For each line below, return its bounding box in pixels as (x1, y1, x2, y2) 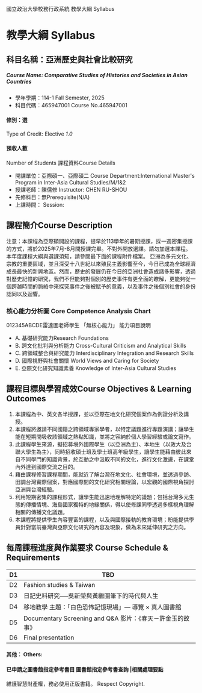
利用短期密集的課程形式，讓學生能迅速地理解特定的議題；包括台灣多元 (14, 493, 189, 500)
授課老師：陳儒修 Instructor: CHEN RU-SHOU (14, 186, 127, 193)
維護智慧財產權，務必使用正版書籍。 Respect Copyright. (6, 680, 145, 688)
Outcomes (6, 394, 46, 404)
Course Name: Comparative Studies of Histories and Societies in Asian (6, 72, 188, 79)
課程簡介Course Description (6, 221, 112, 231)
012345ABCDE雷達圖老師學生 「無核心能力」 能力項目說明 (6, 322, 151, 329)
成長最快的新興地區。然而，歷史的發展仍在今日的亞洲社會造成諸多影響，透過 (6, 268, 196, 275)
